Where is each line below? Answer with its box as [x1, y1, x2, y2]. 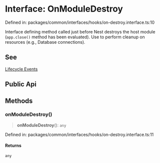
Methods [5, 97, 33, 105]
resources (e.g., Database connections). [5, 39, 86, 45]
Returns [5, 143, 22, 148]
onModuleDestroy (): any [16, 122, 66, 128]
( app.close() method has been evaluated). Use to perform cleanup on [5, 34, 145, 40]
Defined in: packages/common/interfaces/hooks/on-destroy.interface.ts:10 [5, 19, 155, 25]
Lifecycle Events [5, 66, 38, 72]
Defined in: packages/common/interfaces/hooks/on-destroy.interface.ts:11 [5, 131, 154, 137]
